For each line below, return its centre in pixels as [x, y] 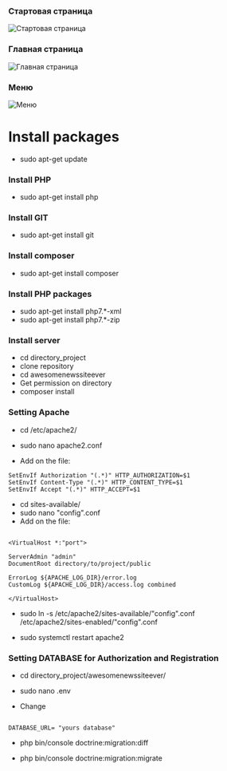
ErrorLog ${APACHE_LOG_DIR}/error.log [72, 577]
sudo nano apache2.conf [61, 445]
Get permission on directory [66, 383]
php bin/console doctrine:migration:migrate [91, 758]
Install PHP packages [50, 294]
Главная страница [46, 49]
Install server [34, 340]
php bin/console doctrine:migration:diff [84, 742]
